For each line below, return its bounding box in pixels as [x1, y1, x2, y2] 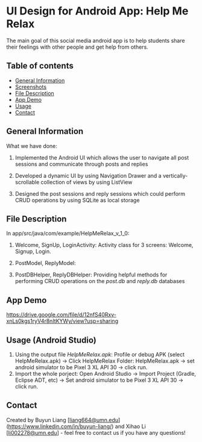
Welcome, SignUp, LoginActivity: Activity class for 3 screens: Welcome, [14, 241, 194, 249]
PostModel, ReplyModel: [14, 260, 77, 267]
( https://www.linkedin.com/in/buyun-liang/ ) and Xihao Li [6, 423, 146, 430]
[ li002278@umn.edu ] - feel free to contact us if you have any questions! [6, 429, 186, 436]
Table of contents [6, 61, 74, 71]
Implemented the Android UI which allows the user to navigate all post [14, 154, 189, 161]
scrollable [14, 178, 40, 185]
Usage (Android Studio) [6, 335, 96, 345]
